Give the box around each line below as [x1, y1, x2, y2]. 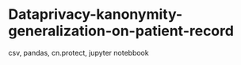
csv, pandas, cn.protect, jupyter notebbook [8, 48, 149, 57]
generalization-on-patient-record [8, 22, 234, 40]
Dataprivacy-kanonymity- [8, 5, 183, 23]
